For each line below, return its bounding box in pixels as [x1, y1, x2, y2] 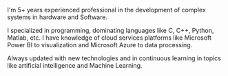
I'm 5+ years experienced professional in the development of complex [7, 6, 207, 14]
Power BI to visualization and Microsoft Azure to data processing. [7, 41, 193, 49]
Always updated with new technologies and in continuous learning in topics [7, 54, 222, 62]
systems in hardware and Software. [7, 13, 108, 21]
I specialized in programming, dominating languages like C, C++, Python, [7, 27, 214, 34]
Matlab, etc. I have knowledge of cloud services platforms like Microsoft [7, 34, 212, 42]
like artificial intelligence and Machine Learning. [7, 62, 143, 69]
